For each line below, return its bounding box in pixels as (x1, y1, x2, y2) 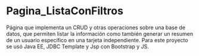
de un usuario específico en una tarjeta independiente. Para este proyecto (6, 36, 189, 43)
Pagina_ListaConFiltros (6, 4, 124, 18)
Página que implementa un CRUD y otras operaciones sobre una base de (6, 24, 186, 31)
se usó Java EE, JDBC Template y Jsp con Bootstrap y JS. (6, 43, 149, 50)
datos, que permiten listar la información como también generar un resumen (6, 30, 194, 37)
